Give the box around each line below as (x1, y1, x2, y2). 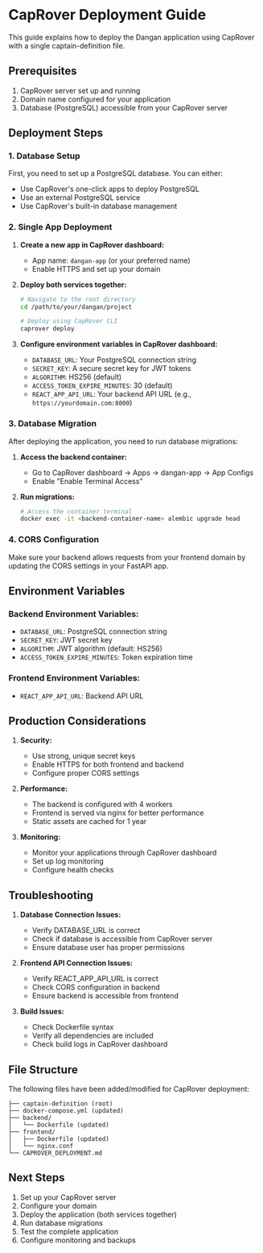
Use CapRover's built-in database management (19, 202, 178, 211)
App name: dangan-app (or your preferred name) (31, 256, 191, 265)
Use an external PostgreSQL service (19, 193, 141, 202)
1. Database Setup (8, 151, 80, 162)
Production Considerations (8, 714, 146, 727)
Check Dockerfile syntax (31, 1022, 114, 1032)
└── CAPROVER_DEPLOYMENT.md (8, 1149, 103, 1157)
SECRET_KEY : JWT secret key (19, 635, 113, 645)
